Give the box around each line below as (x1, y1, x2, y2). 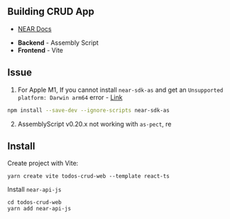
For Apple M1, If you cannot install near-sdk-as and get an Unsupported (17, 85, 224, 94)
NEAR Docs (17, 24, 52, 33)
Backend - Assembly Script (17, 38, 99, 47)
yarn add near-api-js (7, 205, 72, 213)
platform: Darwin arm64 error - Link (17, 92, 123, 102)
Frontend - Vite (17, 46, 64, 54)
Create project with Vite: (7, 159, 79, 168)
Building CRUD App (7, 6, 94, 18)
